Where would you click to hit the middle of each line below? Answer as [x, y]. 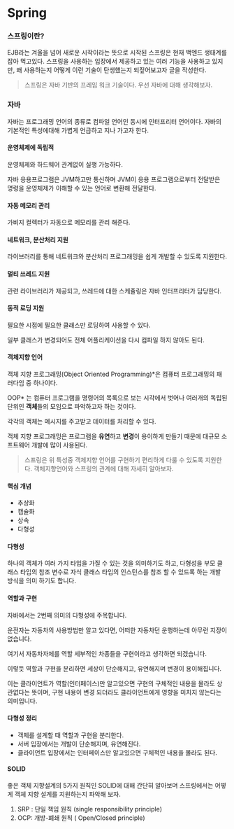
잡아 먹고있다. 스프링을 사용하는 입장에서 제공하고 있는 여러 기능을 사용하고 [109, 62]
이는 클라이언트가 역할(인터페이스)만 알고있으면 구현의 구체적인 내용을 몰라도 [111, 683]
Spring [27, 13]
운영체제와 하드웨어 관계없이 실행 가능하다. [65, 164]
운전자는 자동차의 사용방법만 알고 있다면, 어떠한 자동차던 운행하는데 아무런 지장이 [117, 630]
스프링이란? [26, 36]
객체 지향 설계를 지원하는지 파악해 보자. [67, 794]
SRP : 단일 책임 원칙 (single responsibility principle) [90, 809]
